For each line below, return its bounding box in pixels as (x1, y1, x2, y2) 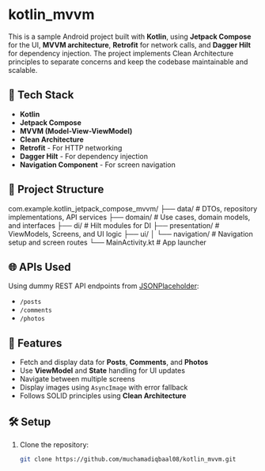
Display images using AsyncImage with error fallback (19, 382, 188, 393)
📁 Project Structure (8, 183, 104, 196)
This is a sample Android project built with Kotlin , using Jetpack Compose (8, 32, 252, 41)
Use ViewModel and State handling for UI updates (19, 366, 186, 375)
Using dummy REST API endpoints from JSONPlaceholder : (8, 281, 199, 291)
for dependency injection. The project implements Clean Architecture (8, 48, 234, 58)
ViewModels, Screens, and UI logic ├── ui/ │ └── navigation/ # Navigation (8, 229, 253, 238)
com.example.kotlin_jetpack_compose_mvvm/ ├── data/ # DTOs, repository (8, 203, 258, 213)
